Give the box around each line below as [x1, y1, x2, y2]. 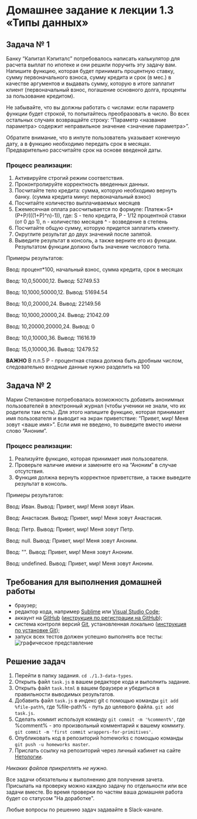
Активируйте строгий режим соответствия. [14, 175, 124, 182]
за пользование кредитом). [6, 92, 75, 99]
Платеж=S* [144, 206, 174, 213]
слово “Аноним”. [6, 427, 47, 434]
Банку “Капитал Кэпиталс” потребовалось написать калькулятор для [6, 55, 180, 62]
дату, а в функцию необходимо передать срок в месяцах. [6, 141, 151, 147]
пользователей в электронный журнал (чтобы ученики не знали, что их [6, 402, 186, 409]
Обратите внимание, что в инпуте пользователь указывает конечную [6, 134, 181, 141]
